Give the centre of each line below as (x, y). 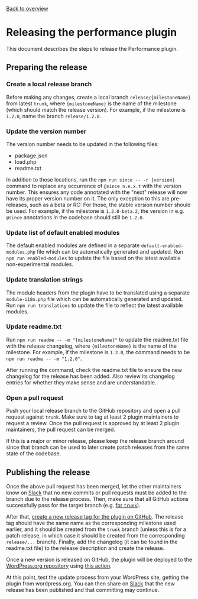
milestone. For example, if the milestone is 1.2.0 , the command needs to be (98, 352)
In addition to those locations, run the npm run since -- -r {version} (91, 179)
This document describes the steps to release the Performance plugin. (92, 48)
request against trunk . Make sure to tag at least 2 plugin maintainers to (92, 417)
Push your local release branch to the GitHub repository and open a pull (93, 411)
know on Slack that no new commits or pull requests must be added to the (97, 493)
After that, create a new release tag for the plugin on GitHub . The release (95, 516)
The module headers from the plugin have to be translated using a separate (98, 293)
